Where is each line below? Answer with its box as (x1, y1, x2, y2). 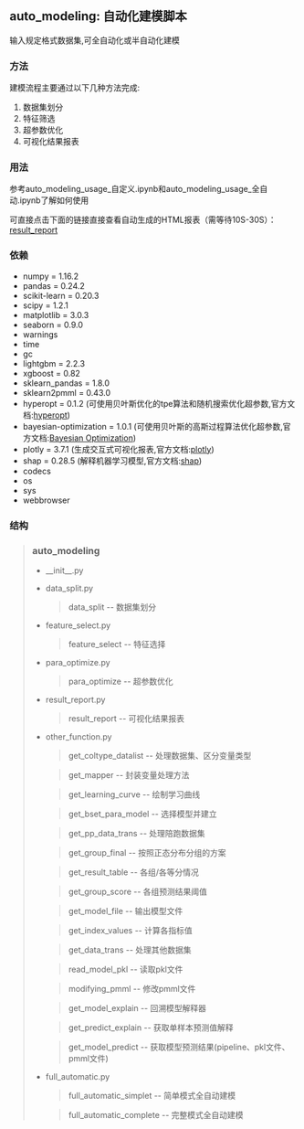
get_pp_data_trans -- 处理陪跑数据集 (68, 827, 205, 838)
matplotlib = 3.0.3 (22, 309, 89, 320)
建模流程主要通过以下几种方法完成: (9, 82, 141, 93)
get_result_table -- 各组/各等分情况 (68, 867, 199, 878)
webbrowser (22, 495, 70, 506)
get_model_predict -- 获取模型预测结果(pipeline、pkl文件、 (68, 1041, 290, 1052)
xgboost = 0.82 (22, 367, 80, 378)
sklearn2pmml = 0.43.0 (22, 387, 111, 398)
